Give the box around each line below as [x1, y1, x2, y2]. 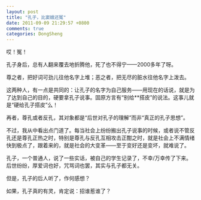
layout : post [6, 8, 39, 15]
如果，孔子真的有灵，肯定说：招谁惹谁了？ [6, 187, 111, 195]
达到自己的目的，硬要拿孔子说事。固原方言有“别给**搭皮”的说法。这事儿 [11, 94, 190, 101]
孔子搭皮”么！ [24, 101, 59, 108]
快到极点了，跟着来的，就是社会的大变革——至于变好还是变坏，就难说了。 [6, 142, 190, 149]
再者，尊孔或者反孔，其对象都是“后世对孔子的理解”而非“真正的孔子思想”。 [6, 114, 188, 122]
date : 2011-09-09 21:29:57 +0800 [6, 20, 90, 26]
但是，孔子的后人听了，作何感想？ [6, 175, 90, 182]
